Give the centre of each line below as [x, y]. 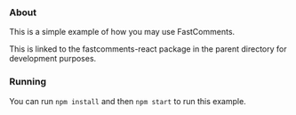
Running [28, 82]
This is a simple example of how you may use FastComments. [122, 32]
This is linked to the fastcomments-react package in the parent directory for [148, 49]
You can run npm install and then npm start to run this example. [128, 101]
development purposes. [53, 59]
